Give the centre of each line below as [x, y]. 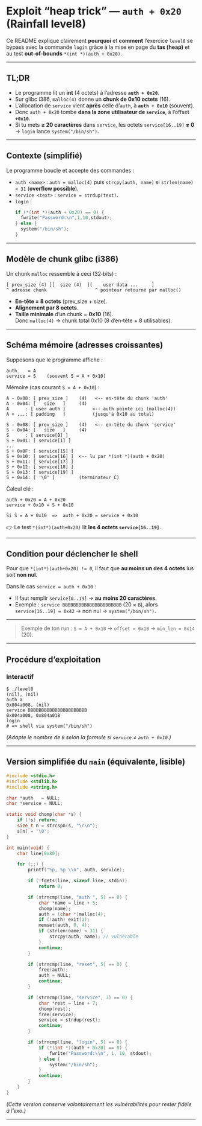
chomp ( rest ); [54, 1009]
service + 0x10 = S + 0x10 [40, 505]
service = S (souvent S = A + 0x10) [56, 376]
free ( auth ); [53, 970]
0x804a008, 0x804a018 [33, 716]
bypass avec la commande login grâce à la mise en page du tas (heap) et [98, 47]
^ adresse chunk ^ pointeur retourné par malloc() [94, 290]
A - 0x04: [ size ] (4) [47, 403]
